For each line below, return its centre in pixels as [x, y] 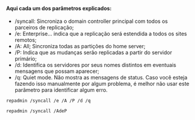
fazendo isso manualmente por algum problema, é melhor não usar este [102, 84]
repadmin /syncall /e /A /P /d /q [49, 101]
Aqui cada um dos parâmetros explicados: [59, 8]
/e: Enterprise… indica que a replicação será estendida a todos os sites [101, 34]
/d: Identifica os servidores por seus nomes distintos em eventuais [95, 65]
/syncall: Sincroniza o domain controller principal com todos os [91, 21]
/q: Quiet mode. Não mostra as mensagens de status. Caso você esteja [101, 78]
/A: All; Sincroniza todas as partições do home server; [80, 46]
